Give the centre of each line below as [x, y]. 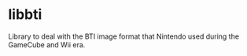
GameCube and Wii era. [47, 44]
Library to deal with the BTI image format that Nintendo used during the [124, 36]
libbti [25, 15]
